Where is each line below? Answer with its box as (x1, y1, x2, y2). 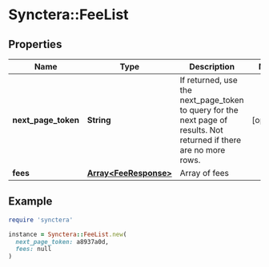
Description (189, 62, 235, 72)
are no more (179, 145, 226, 155)
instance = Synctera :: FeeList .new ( (8, 230, 127, 238)
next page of (179, 114, 228, 126)
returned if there (179, 134, 242, 145)
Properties (8, 38, 62, 51)
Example (8, 194, 53, 209)
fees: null (15, 245, 52, 253)
